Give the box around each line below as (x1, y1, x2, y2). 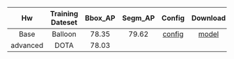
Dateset (51, 17, 78, 27)
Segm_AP (121, 13, 155, 23)
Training (49, 9, 79, 18)
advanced (10, 41, 44, 50)
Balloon (52, 29, 77, 39)
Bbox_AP (84, 13, 116, 23)
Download (191, 13, 226, 23)
